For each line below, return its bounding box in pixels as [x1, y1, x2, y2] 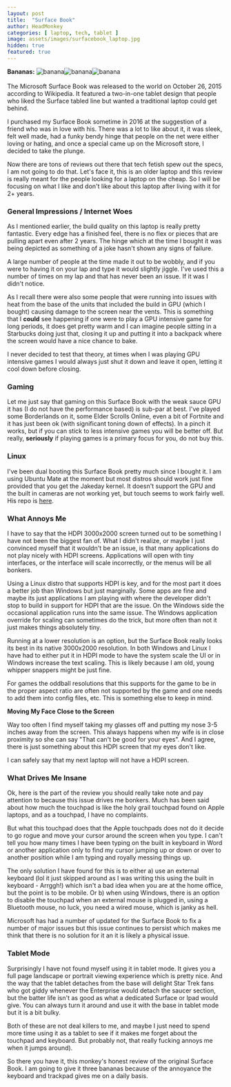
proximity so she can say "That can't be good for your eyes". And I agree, [7, 735, 216, 744]
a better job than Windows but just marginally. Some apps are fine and [7, 587, 207, 595]
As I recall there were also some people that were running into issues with [7, 293, 217, 301]
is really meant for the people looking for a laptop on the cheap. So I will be [7, 174, 221, 183]
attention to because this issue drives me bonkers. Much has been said [7, 796, 210, 804]
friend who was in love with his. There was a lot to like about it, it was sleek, [7, 125, 223, 133]
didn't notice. [7, 280, 45, 288]
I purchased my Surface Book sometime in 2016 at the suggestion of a [7, 117, 207, 125]
